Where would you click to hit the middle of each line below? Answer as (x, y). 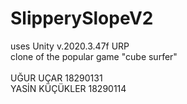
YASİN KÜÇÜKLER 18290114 (68, 88)
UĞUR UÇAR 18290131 (56, 78)
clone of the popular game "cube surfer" (94, 56)
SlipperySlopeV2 (82, 18)
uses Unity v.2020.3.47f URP (70, 46)
